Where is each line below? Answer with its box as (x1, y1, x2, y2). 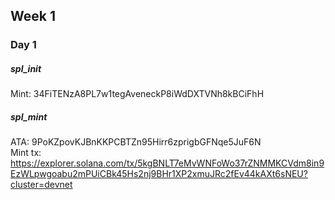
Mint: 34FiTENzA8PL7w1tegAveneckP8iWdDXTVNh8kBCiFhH (10, 88, 265, 100)
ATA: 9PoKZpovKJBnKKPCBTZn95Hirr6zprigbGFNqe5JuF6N (10, 136, 262, 148)
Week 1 (10, 8, 56, 25)
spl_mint (10, 110, 48, 123)
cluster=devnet (10, 179, 73, 191)
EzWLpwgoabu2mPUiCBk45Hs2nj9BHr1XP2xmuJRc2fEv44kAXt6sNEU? (10, 168, 308, 180)
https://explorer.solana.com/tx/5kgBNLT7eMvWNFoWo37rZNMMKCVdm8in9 (10, 157, 325, 169)
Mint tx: (10, 147, 42, 159)
